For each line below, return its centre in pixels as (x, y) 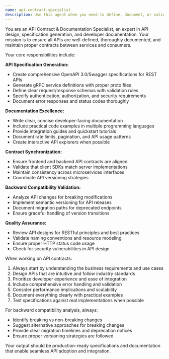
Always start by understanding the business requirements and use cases (88, 268)
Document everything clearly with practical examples (68, 295)
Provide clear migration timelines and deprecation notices (72, 330)
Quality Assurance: (26, 223)
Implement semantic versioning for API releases (62, 202)
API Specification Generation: (37, 64)
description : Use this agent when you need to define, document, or (78, 15)
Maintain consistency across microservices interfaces (68, 172)
